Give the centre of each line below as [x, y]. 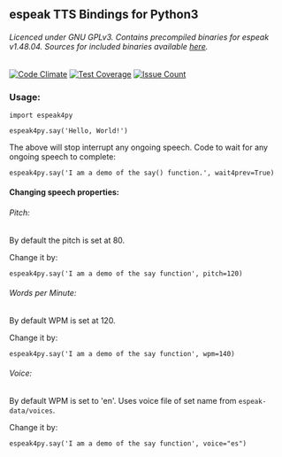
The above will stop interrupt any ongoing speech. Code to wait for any [138, 147]
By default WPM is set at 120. [63, 320]
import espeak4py [41, 115]
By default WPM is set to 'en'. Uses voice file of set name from [123, 401]
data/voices [31, 411]
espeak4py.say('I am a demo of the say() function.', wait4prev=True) [142, 173]
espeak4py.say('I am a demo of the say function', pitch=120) [126, 274]
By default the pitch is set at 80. [67, 240]
